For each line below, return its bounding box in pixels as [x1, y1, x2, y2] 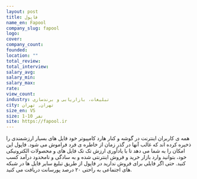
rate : [6, 86, 20, 92]
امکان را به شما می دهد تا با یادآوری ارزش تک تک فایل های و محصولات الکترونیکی [6, 147, 185, 154]
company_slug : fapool [6, 25, 60, 31]
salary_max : [6, 80, 35, 86]
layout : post [6, 8, 38, 15]
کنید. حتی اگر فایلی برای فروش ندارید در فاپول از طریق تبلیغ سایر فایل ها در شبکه [6, 160, 186, 167]
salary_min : [6, 74, 35, 80]
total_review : [6, 58, 41, 64]
